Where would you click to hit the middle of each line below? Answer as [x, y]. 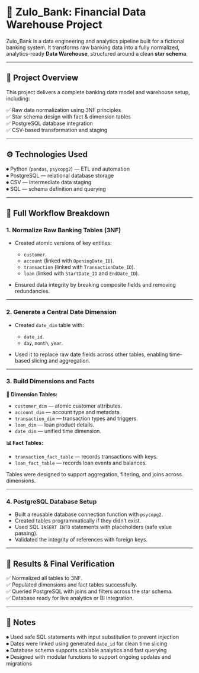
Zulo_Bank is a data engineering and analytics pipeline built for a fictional [95, 41]
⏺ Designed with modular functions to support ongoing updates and [89, 656]
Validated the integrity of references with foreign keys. [81, 540]
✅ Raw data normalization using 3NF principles [64, 110]
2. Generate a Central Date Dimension [61, 312]
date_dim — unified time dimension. [58, 431]
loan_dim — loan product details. [54, 424]
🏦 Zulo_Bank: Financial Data [76, 12]
